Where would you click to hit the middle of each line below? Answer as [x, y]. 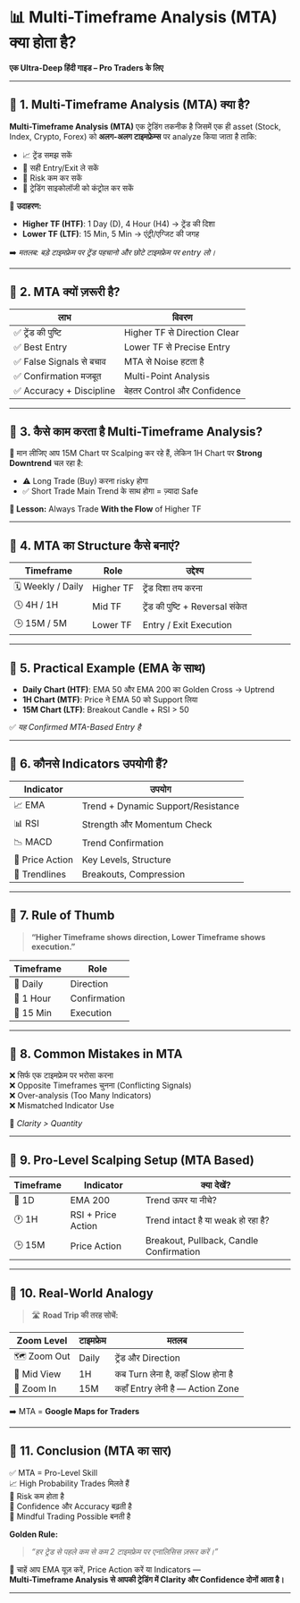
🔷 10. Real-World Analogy [81, 1293]
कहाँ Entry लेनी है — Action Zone [177, 1389]
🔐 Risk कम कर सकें [52, 178]
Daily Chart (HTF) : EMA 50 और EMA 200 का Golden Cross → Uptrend [148, 689]
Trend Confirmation [123, 844]
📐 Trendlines [40, 874]
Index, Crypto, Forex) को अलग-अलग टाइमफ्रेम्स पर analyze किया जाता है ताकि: [133, 136]
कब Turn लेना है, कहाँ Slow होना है [174, 1374]
